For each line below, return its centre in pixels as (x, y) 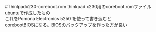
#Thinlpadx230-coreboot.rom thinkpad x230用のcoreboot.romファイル (78, 7)
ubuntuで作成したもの (28, 13)
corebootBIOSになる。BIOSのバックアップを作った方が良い (66, 25)
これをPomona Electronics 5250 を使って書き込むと (58, 19)
